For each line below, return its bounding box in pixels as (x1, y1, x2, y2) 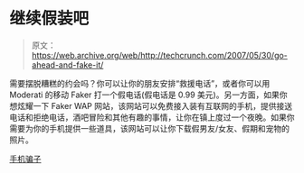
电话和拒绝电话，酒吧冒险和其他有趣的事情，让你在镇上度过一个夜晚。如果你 (9, 112, 295, 123)
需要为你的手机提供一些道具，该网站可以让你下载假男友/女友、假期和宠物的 (9, 123, 290, 133)
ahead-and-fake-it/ (31, 59, 104, 70)
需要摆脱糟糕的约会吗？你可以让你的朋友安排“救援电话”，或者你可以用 (9, 77, 271, 88)
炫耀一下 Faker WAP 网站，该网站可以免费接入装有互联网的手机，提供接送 (16, 100, 292, 111)
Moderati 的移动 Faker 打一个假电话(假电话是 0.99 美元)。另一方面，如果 (9, 89, 280, 100)
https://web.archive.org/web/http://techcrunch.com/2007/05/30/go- (31, 50, 288, 60)
